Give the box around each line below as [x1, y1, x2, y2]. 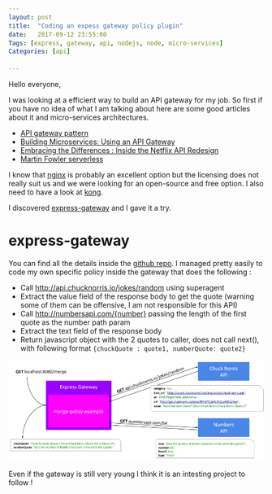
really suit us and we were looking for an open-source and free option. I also [8, 179, 264, 188]
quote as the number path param [19, 317, 131, 327]
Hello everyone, [8, 80, 62, 89]
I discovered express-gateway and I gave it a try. [8, 203, 172, 212]
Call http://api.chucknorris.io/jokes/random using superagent [19, 282, 225, 292]
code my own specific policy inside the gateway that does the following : [8, 267, 252, 277]
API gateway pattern [19, 129, 89, 138]
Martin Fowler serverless [19, 155, 104, 164]
